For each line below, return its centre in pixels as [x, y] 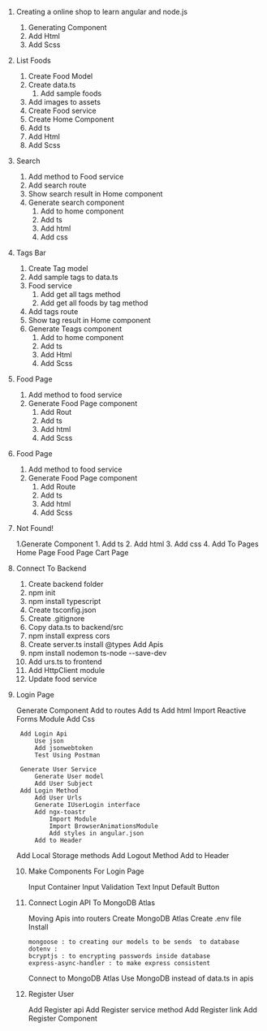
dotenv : [43, 949]
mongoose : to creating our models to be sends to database [133, 942]
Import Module [73, 819]
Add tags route [53, 311]
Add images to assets [65, 102]
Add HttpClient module [67, 670]
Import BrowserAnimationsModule [103, 826]
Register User [51, 994]
